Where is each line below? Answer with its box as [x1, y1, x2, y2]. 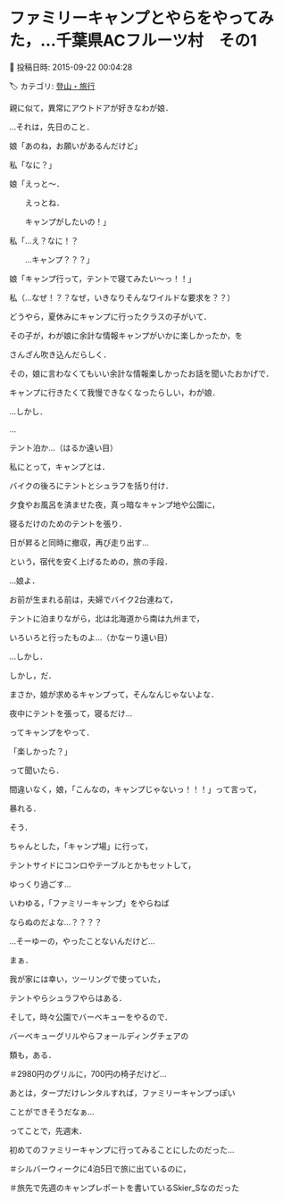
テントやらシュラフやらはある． [9, 992, 127, 1003]
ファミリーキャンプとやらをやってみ [9, 8, 274, 29]
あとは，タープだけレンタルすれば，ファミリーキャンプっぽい [9, 1087, 236, 1098]
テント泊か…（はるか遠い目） [9, 442, 119, 453]
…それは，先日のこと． [9, 121, 95, 132]
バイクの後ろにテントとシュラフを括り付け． [9, 480, 174, 491]
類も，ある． [9, 1049, 56, 1060]
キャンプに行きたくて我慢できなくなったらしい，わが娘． [9, 387, 221, 397]
